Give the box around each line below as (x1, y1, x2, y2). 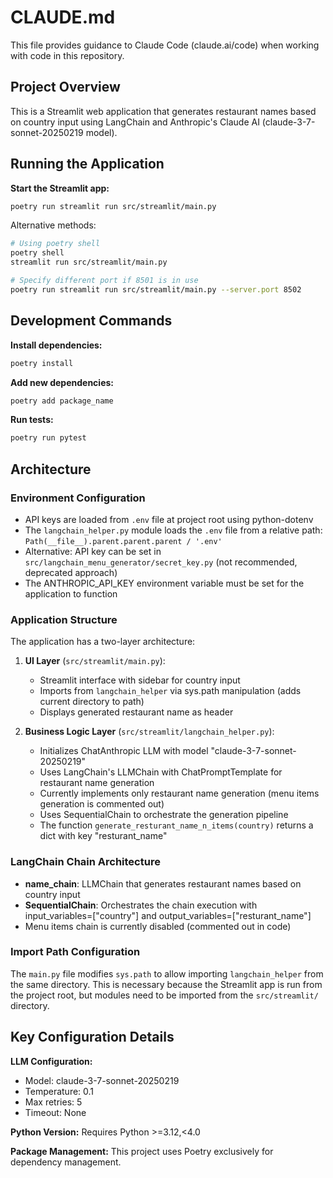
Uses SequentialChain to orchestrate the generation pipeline (39, 809, 289, 821)
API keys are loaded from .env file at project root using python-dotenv (24, 513, 314, 525)
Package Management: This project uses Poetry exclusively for (10, 1145, 274, 1157)
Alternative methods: (10, 219, 97, 231)
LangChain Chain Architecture (10, 855, 161, 869)
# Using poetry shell (10, 239, 101, 249)
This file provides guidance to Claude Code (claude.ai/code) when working (10, 39, 320, 51)
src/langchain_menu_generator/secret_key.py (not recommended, (24, 556, 298, 568)
